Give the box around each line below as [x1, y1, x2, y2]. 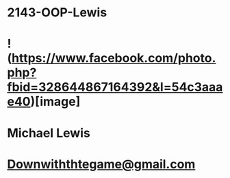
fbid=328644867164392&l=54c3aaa [7, 80, 223, 95]
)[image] [30, 94, 81, 110]
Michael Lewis [7, 125, 90, 140]
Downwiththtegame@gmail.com [7, 156, 196, 172]
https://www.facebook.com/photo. [11, 50, 216, 66]
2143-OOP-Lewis [7, 5, 107, 20]
